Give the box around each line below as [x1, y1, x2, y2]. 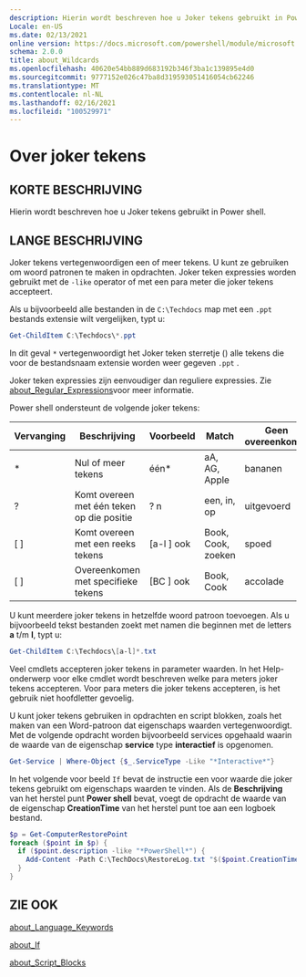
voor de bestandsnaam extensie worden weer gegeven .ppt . [9, 357, 240, 368]
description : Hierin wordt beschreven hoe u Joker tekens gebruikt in [9, 13, 283, 23]
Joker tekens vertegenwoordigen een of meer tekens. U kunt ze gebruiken [9, 257, 290, 268]
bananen [244, 462, 282, 474]
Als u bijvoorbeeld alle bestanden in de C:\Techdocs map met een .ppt [9, 304, 272, 315]
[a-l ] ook [148, 537, 191, 550]
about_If [9, 939, 41, 950]
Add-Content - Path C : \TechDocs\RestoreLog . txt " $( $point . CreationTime [25, 855, 300, 865]
